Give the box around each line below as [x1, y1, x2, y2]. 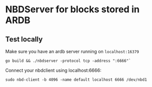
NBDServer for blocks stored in [5, 4, 140, 15]
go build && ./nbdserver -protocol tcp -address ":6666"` [5, 58, 131, 63]
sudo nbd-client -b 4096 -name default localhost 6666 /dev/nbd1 [5, 77, 147, 82]
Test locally [5, 35, 43, 43]
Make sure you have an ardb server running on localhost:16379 [5, 49, 139, 54]
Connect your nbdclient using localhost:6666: [5, 68, 102, 73]
